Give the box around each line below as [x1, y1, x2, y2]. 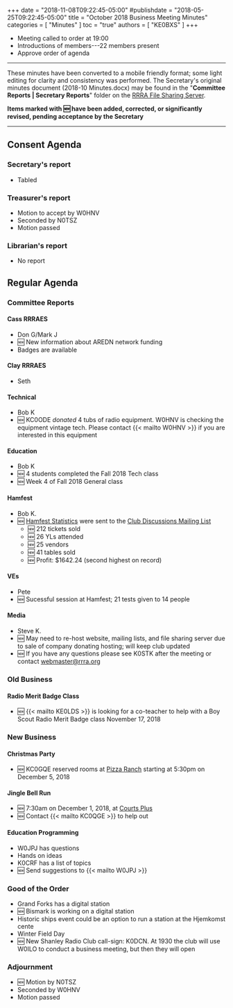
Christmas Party [7, 749, 55, 758]
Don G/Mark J [17, 330, 58, 339]
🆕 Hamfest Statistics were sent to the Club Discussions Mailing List [17, 517, 212, 525]
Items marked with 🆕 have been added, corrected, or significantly [7, 104, 202, 113]
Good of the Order [7, 884, 69, 893]
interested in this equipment [17, 431, 98, 439]
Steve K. [17, 627, 42, 635]
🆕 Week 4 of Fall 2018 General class [17, 478, 123, 486]
